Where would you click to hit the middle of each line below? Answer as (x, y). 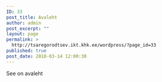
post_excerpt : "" (28, 28)
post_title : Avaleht (32, 17)
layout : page (22, 34)
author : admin (24, 23)
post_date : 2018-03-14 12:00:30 (46, 56)
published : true (26, 51)
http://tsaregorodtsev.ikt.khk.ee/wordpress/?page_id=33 (84, 45)
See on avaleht (25, 73)
